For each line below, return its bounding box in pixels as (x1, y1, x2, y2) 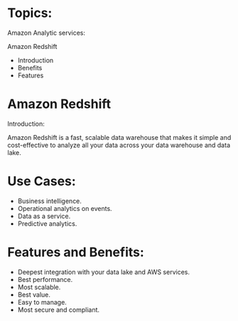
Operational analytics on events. (17, 204, 112, 212)
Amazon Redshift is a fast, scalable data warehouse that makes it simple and (7, 133, 232, 141)
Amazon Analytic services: (7, 28, 86, 37)
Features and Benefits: (7, 244, 144, 260)
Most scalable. (17, 283, 61, 291)
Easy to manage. (17, 298, 67, 306)
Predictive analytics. (17, 219, 77, 228)
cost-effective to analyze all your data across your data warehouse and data (7, 141, 231, 149)
